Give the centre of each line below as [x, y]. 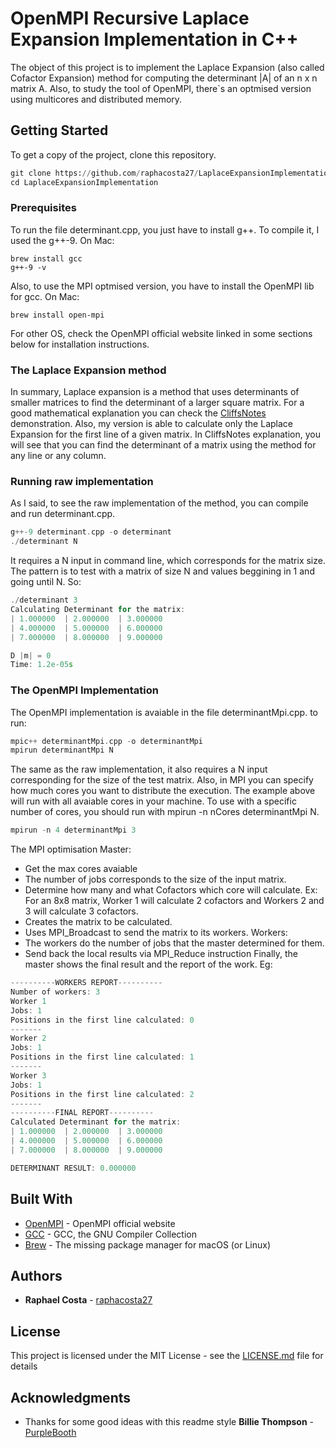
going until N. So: [46, 582]
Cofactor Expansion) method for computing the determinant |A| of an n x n [164, 78]
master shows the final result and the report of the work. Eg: [148, 964]
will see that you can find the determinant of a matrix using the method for [163, 445]
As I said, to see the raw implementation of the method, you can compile [159, 503]
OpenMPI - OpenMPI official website [100, 1223]
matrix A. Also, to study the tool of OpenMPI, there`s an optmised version [161, 88]
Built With [41, 1199]
